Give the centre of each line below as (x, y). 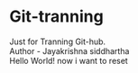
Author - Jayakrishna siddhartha (69, 50)
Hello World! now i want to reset (69, 60)
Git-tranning (56, 17)
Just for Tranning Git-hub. (58, 41)
